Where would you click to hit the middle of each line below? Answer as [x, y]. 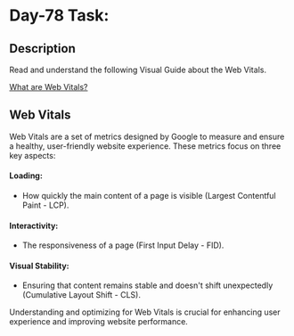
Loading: [26, 176]
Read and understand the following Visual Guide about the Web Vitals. [138, 70]
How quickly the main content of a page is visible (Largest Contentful [149, 196]
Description [42, 49]
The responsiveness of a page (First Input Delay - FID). [123, 245]
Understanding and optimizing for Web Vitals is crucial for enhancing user [145, 312]
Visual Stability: [39, 266]
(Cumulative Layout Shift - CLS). [81, 295]
